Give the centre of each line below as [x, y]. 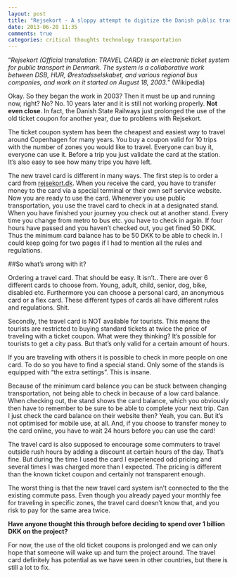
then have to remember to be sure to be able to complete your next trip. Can [118, 408]
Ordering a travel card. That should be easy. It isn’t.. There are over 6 [108, 278]
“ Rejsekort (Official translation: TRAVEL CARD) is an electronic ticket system [119, 60]
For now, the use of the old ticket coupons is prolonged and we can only [113, 545]
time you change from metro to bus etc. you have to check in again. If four [116, 221]
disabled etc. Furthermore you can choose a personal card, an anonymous [116, 293]
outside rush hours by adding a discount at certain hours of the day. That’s [116, 452]
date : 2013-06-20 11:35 [43, 27]
